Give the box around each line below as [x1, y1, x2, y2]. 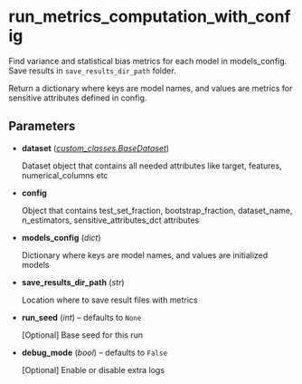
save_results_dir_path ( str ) [21, 276, 125, 287]
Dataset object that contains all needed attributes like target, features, [21, 160, 282, 171]
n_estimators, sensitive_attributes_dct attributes [21, 215, 200, 226]
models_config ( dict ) [21, 232, 101, 243]
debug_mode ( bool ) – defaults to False [21, 347, 168, 358]
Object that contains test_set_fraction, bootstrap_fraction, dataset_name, [21, 205, 293, 216]
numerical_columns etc [21, 169, 109, 180]
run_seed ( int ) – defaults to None [21, 312, 142, 322]
